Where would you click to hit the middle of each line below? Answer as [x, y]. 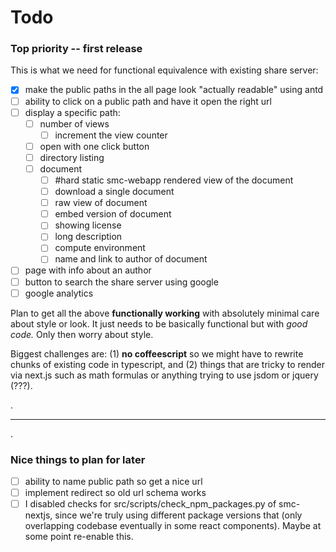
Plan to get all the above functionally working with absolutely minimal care [165, 313]
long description [88, 237]
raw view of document [101, 203]
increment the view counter [111, 135]
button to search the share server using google [121, 282]
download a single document [114, 192]
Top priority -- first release [76, 49]
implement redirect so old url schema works [115, 493]
